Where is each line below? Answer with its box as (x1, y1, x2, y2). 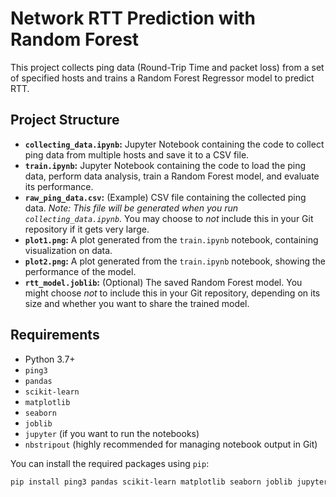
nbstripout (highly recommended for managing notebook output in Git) (24, 438, 318, 450)
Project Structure (10, 112, 120, 129)
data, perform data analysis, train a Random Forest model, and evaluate (24, 170, 320, 182)
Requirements (10, 327, 100, 344)
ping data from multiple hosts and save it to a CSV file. (24, 148, 250, 161)
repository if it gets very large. (24, 223, 150, 235)
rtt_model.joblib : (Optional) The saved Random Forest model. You (24, 276, 303, 288)
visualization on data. (24, 244, 113, 256)
